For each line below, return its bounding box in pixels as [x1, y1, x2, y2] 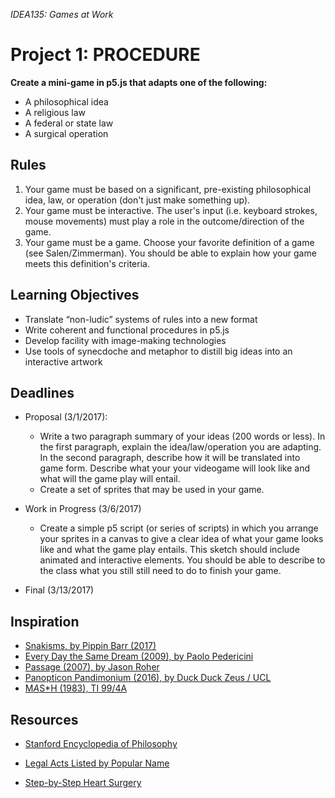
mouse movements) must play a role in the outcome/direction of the [24, 215, 305, 227]
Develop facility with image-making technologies [24, 334, 227, 346]
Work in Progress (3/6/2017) [24, 503, 142, 515]
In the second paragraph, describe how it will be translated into [39, 452, 301, 464]
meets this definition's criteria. [24, 257, 150, 269]
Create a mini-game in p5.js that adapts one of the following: [10, 76, 268, 88]
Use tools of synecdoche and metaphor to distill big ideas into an [24, 345, 293, 357]
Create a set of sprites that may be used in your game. [39, 484, 265, 496]
